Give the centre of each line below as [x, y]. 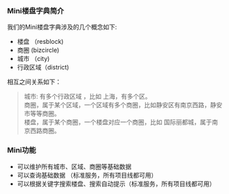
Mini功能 [22, 150]
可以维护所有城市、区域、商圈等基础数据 [74, 167]
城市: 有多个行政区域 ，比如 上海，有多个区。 [87, 97]
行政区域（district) [43, 67]
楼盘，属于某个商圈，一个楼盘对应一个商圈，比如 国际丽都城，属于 [118, 122]
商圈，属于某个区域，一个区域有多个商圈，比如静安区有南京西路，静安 [123, 105]
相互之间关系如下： [34, 82]
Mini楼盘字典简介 [36, 10]
